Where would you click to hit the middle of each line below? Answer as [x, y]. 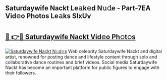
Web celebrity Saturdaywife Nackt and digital [115, 51]
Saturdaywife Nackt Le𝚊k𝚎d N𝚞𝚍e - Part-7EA [78, 8]
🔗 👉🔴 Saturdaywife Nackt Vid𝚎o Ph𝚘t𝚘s [70, 37]
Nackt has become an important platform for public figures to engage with [82, 67]
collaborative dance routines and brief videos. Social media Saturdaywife [81, 62]
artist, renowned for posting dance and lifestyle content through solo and [81, 57]
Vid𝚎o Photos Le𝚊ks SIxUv [48, 16]
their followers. [21, 73]
